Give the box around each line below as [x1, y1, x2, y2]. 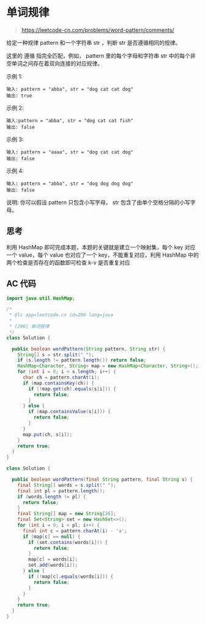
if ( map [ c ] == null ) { [22, 534, 81, 540]
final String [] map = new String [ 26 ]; [17, 511, 116, 517]
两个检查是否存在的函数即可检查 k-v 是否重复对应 [6, 258, 130, 266]
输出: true [6, 93, 32, 99]
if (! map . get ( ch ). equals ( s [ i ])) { [28, 386, 116, 392]
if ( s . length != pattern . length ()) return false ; [17, 357, 147, 363]
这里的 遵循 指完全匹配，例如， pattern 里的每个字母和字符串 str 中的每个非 [6, 52, 196, 59]
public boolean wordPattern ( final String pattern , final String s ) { [12, 476, 193, 483]
